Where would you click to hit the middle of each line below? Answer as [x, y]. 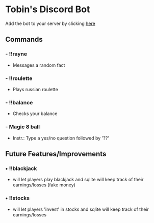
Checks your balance [35, 114]
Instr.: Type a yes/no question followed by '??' [61, 138]
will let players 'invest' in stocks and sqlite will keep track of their [81, 209]
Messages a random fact [39, 65]
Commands [24, 39]
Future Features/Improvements [56, 154]
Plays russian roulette [35, 89]
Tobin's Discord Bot [48, 9]
